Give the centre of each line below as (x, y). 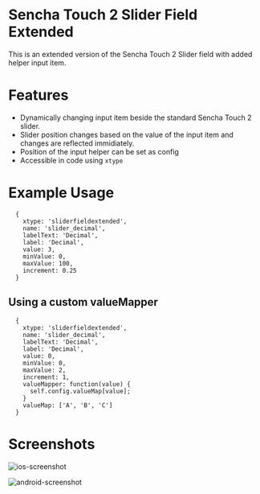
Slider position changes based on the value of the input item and (127, 134)
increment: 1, (46, 377)
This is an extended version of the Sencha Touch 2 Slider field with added (130, 54)
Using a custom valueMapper (83, 302)
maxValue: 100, (48, 263)
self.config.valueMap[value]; (80, 391)
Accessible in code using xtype (71, 160)
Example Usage (61, 193)
